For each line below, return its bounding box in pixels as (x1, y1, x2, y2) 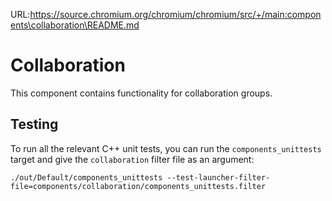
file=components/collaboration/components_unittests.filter (10, 181, 267, 191)
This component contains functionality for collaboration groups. (10, 87, 273, 99)
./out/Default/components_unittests (10, 172, 163, 183)
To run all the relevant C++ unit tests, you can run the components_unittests (10, 142, 322, 154)
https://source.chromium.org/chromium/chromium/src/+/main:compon (29, 9, 322, 20)
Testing (10, 116, 59, 133)
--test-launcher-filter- (166, 172, 271, 183)
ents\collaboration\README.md (10, 19, 140, 31)
